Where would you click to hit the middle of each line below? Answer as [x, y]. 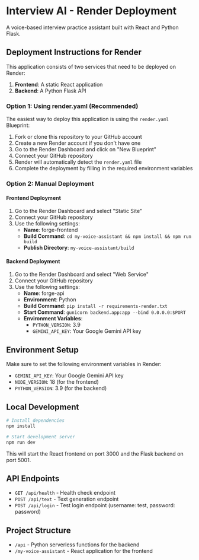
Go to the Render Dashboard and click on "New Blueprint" [86, 149]
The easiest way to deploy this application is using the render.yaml [87, 119]
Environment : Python [50, 300]
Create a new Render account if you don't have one [78, 143]
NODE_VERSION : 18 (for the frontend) [57, 382]
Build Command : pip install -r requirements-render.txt [95, 306]
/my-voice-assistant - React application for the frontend [84, 551]
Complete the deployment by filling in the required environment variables [104, 168]
